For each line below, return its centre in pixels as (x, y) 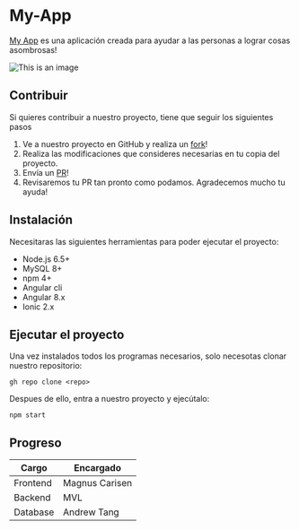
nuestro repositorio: (46, 366)
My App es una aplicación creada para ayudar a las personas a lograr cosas (150, 40)
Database (34, 512)
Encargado (97, 468)
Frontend (33, 483)
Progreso (35, 443)
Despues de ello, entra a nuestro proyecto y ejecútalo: (110, 399)
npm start (28, 415)
